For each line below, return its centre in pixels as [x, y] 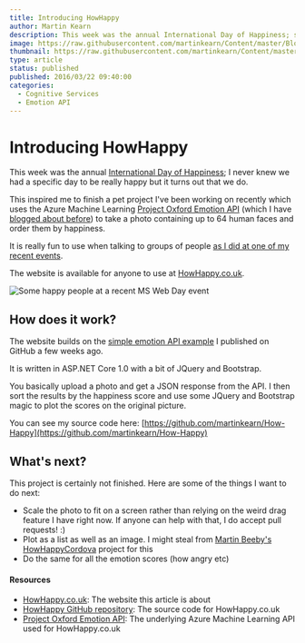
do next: [25, 492]
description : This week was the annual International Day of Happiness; [150, 35]
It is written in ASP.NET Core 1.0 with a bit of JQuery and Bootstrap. [136, 369]
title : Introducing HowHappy [64, 18]
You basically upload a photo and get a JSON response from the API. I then [150, 386]
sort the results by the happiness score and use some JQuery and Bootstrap [152, 396]
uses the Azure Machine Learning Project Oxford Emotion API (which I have [151, 209]
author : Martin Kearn [50, 26]
